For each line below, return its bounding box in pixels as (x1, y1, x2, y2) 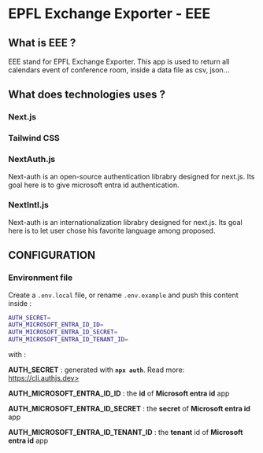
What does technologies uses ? (8, 88, 166, 101)
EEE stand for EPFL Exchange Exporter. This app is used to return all (8, 57, 230, 66)
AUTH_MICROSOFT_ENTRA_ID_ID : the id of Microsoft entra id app (8, 389, 230, 398)
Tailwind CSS (8, 133, 61, 144)
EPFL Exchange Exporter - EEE (8, 5, 211, 23)
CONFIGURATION (8, 249, 96, 262)
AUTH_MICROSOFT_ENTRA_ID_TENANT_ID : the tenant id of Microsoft (8, 428, 243, 437)
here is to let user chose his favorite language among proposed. (8, 226, 216, 235)
